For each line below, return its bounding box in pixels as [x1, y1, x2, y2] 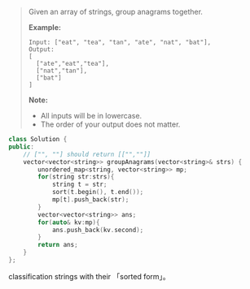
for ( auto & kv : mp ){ [37, 218, 100, 226]
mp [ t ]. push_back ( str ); [51, 196, 129, 204]
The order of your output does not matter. [40, 119, 181, 129]
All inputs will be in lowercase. [40, 111, 143, 120]
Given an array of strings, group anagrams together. [28, 7, 204, 16]
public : [8, 142, 35, 151]
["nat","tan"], [36, 67, 88, 75]
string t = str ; [51, 180, 107, 189]
